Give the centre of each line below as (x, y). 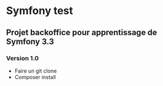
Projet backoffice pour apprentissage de (82, 32)
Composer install (35, 77)
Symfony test (40, 11)
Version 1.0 (23, 58)
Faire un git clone (36, 71)
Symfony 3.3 (30, 41)
